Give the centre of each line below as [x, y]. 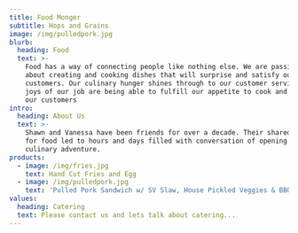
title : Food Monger [45, 17]
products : [27, 157]
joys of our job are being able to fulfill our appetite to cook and [157, 91]
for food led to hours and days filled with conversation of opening [157, 141]
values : [24, 199]
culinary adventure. [63, 149]
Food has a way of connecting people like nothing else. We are [146, 67]
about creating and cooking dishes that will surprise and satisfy [152, 75]
